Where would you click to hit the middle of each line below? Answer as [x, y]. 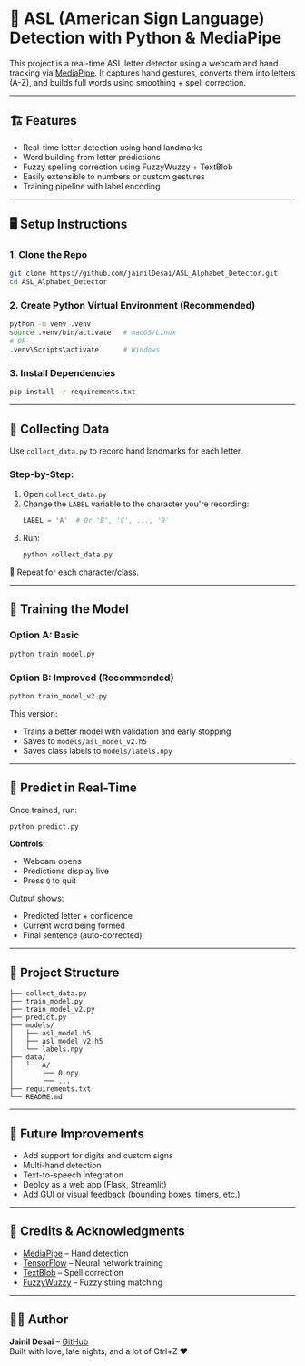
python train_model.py [52, 654]
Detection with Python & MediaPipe [146, 38]
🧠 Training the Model [69, 609]
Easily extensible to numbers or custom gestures [114, 176]
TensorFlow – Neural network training [93, 1263]
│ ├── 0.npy [44, 1074]
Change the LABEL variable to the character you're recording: [136, 504]
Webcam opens [52, 861]
